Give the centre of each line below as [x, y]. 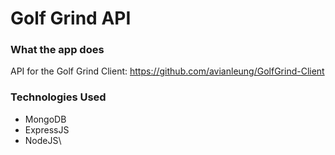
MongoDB [45, 119]
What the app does [57, 50]
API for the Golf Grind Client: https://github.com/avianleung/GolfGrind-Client [167, 71]
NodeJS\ [43, 140]
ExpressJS [47, 129]
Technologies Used [58, 97]
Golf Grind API [71, 18]
